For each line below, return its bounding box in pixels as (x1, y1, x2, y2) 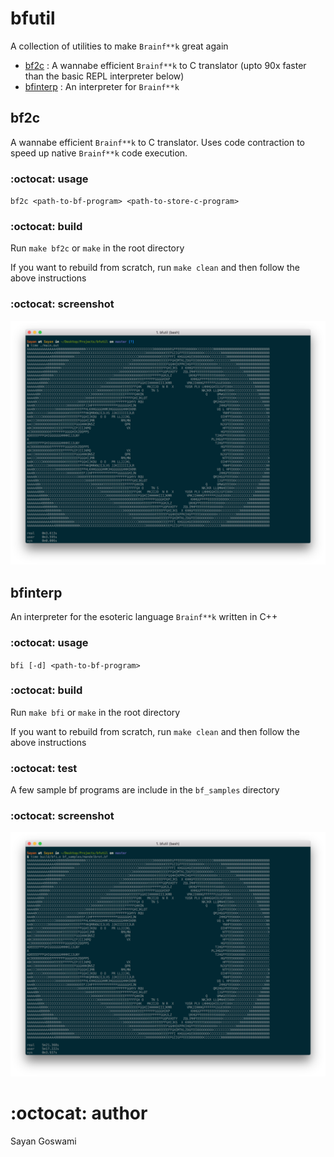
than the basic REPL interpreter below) (24, 70, 185, 82)
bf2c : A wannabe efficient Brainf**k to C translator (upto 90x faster (24, 59, 307, 71)
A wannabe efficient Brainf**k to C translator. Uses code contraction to (10, 136, 305, 148)
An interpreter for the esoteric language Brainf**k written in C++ (10, 611, 278, 623)
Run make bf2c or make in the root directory (10, 242, 185, 254)
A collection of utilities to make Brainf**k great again (10, 40, 229, 52)
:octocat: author (10, 1102, 148, 1125)
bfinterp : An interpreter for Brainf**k (24, 80, 180, 92)
